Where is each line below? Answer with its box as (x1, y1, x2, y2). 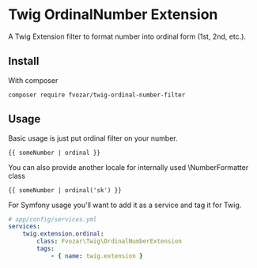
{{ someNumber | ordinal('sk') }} (8, 186, 123, 194)
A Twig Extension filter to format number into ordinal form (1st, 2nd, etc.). (8, 32, 247, 41)
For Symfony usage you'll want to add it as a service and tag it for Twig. (8, 200, 242, 209)
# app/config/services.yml (8, 215, 97, 223)
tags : (36, 245, 55, 253)
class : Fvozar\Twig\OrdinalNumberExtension (36, 237, 182, 246)
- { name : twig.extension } (50, 251, 144, 260)
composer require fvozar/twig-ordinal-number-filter (8, 91, 186, 99)
